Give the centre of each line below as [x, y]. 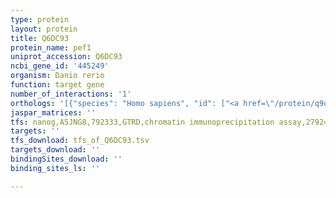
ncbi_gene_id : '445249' [60, 66]
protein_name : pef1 [51, 47]
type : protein [40, 19]
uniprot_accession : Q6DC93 [66, 57]
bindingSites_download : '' [66, 159]
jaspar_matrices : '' [53, 112]
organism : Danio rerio [57, 76]
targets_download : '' [55, 150]
